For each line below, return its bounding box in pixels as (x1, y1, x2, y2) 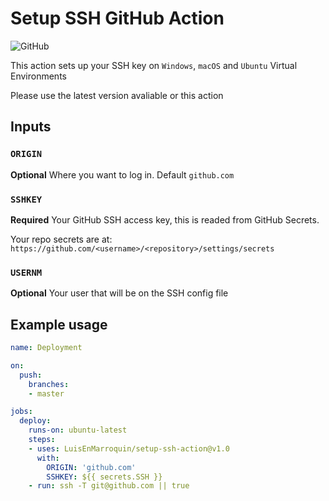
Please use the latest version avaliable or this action (10, 89, 224, 101)
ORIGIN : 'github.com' (46, 462, 137, 472)
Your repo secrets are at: (10, 233, 113, 245)
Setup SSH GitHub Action (10, 7, 225, 30)
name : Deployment (10, 343, 83, 353)
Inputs (10, 118, 52, 136)
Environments (10, 70, 67, 82)
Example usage (10, 316, 108, 333)
